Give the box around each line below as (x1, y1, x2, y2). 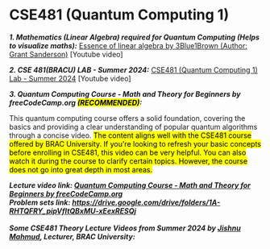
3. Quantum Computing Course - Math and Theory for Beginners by (9, 89, 241, 98)
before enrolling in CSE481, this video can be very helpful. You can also (9, 147, 247, 157)
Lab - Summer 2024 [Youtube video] (9, 73, 131, 83)
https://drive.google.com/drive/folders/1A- (72, 197, 221, 207)
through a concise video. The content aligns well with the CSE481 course (9, 131, 252, 140)
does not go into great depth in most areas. (9, 164, 153, 174)
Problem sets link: (9, 197, 71, 207)
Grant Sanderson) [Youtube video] (9, 49, 123, 59)
